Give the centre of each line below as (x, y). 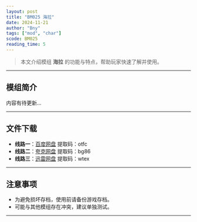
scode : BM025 (22, 39)
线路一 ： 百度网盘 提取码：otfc (51, 144)
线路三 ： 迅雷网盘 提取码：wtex (52, 159)
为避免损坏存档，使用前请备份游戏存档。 (63, 200)
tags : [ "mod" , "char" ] (34, 33)
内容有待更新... (24, 103)
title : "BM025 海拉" (30, 17)
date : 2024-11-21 (27, 22)
